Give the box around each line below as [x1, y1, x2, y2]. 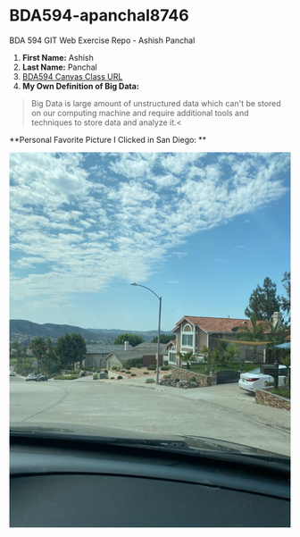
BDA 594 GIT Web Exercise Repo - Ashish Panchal [9, 35, 196, 46]
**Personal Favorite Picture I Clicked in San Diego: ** [9, 134, 207, 145]
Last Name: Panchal [21, 62, 98, 72]
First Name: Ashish [21, 52, 94, 63]
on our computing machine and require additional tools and [30, 107, 249, 118]
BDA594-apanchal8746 [9, 5, 189, 26]
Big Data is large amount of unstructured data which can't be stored [30, 97, 281, 108]
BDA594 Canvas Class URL [21, 71, 123, 81]
